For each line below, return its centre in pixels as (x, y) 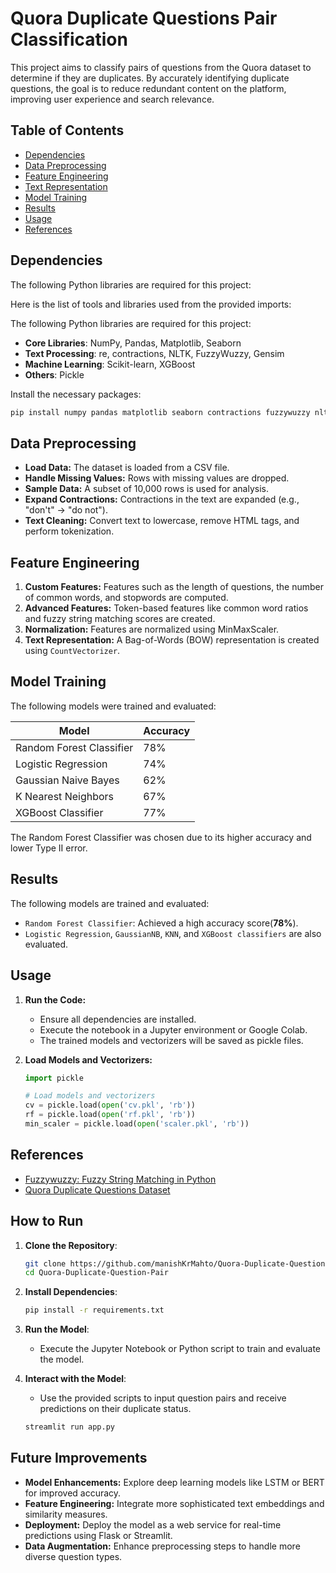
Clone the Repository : (71, 1245)
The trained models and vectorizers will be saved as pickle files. (171, 1040)
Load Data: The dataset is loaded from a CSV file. (127, 468)
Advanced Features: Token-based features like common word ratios (166, 608)
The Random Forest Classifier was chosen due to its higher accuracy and (161, 837)
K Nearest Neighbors (65, 796)
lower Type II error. (49, 848)
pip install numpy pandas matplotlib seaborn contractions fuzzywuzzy (160, 412)
